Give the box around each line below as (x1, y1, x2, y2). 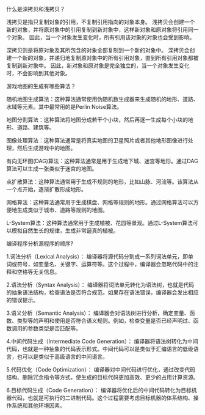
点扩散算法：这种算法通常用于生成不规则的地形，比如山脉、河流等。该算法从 (6, 178, 199, 185)
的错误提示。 (6, 296, 38, 304)
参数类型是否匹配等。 (27, 325, 81, 332)
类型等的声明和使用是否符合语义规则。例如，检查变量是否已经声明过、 (16, 317, 193, 324)
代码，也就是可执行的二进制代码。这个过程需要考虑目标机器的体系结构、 (11, 394, 193, 402)
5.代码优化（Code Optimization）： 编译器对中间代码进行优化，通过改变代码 (6, 366, 196, 373)
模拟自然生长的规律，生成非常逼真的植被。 (11, 227, 119, 234)
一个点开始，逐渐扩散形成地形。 (6, 186, 87, 193)
